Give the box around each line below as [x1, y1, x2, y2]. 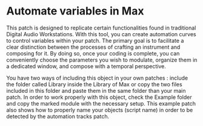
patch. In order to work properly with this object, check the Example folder [6, 93, 192, 101]
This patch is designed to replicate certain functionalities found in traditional [6, 24, 196, 31]
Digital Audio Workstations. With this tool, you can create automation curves [6, 30, 196, 37]
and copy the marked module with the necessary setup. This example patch [6, 99, 196, 107]
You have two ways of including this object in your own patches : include [6, 74, 188, 81]
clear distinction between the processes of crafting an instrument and [6, 43, 181, 51]
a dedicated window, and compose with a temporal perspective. [6, 62, 167, 70]
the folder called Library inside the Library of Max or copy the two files [6, 80, 183, 88]
